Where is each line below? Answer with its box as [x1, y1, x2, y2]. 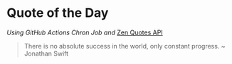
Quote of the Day [6, 5, 109, 21]
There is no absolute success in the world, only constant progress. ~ [23, 41, 226, 50]
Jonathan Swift [23, 49, 69, 58]
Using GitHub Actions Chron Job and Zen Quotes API [6, 28, 163, 37]
